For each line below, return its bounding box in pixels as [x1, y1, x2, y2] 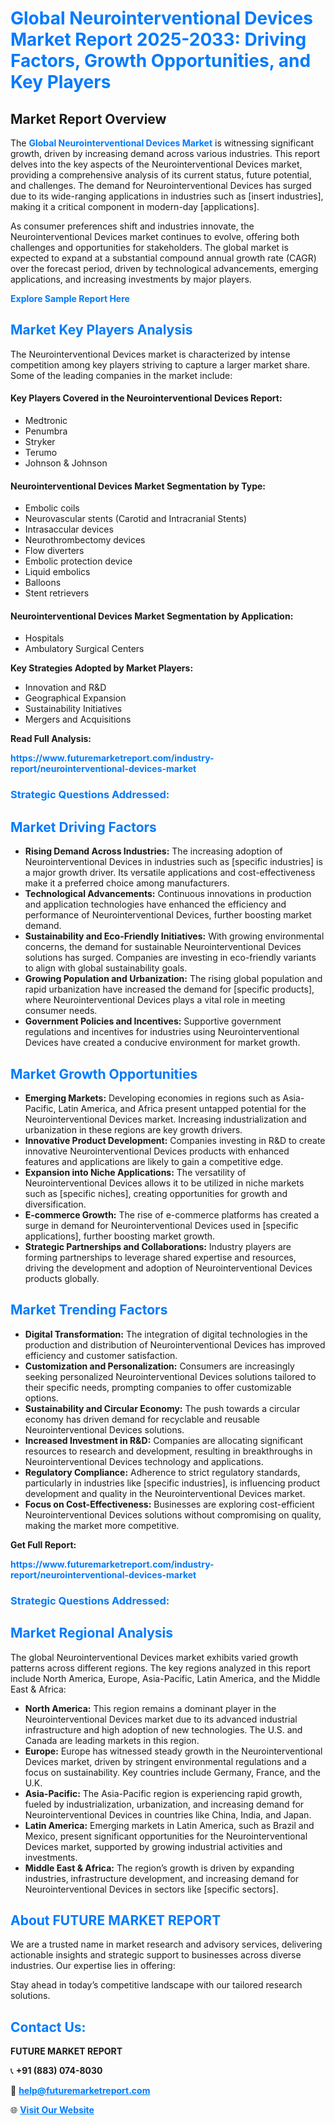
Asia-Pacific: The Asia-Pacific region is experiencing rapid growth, [24, 1787, 303, 1799]
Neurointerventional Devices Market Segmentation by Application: [10, 610, 294, 622]
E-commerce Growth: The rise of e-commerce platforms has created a [24, 1208, 320, 1221]
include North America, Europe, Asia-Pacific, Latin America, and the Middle [10, 1672, 321, 1684]
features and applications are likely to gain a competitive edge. [24, 1155, 284, 1167]
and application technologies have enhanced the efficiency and [24, 898, 287, 911]
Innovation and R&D [24, 682, 107, 694]
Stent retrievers [24, 587, 90, 599]
